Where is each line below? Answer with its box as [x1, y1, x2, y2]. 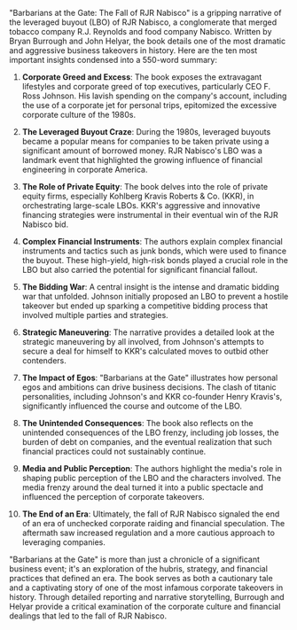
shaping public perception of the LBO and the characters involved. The [21, 473, 282, 483]
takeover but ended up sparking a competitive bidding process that [21, 300, 269, 311]
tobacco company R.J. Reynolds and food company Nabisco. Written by [9, 27, 272, 36]
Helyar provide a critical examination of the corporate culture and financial [9, 602, 281, 611]
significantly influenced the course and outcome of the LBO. [21, 401, 242, 411]
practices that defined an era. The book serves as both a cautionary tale [9, 573, 273, 583]
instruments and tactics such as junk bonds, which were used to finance [21, 245, 286, 256]
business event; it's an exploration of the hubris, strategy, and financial [9, 564, 269, 574]
